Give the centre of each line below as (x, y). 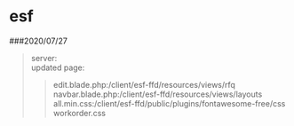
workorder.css (79, 113)
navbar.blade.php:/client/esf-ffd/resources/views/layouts (158, 94)
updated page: (58, 67)
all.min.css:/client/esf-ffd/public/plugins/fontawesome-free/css (169, 103)
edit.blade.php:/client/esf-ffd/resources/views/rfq (144, 84)
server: (44, 58)
